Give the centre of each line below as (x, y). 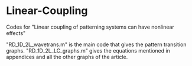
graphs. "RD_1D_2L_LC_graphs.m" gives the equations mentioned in (88, 50)
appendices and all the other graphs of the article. (67, 57)
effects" (16, 33)
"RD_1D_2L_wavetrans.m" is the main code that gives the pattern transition (96, 44)
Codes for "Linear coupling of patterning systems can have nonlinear (90, 27)
